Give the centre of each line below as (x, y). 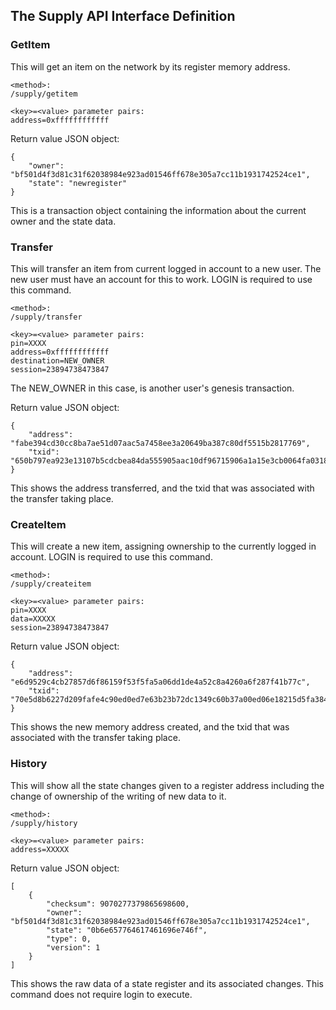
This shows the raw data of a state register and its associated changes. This (167, 983)
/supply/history (44, 823)
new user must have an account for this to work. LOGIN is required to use (161, 279)
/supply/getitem (44, 94)
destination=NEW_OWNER (57, 360)
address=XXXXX (40, 849)
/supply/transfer (46, 317)
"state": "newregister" (78, 183)
